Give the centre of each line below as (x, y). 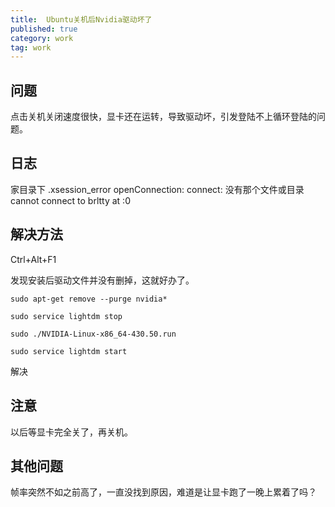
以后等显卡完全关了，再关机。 (71, 432)
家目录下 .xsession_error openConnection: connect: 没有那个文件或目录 (157, 189)
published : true (44, 29)
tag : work (31, 47)
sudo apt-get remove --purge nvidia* (89, 299)
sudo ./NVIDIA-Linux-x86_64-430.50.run (93, 334)
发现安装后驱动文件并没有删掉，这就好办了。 (102, 280)
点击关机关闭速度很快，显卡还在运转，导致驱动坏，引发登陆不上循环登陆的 (163, 117)
